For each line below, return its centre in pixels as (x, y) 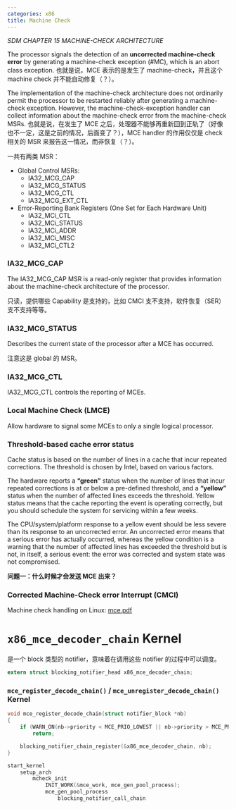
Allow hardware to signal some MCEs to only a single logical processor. (111, 426)
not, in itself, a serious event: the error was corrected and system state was (116, 554)
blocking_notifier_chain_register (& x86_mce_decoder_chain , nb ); (116, 746)
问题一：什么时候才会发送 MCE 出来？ (62, 576)
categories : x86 (31, 14)
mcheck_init (50, 779)
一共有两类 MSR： (33, 156)
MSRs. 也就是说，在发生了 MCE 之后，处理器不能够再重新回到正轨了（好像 (115, 123)
